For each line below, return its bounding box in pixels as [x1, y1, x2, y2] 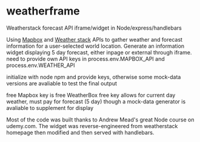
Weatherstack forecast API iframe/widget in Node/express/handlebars [6, 24, 182, 31]
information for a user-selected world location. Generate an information [6, 42, 185, 50]
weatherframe [6, 4, 80, 18]
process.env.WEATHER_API [6, 62, 75, 69]
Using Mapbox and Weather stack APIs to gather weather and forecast [6, 36, 183, 43]
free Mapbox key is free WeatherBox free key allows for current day [6, 91, 176, 98]
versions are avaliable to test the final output [6, 80, 117, 87]
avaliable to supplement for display [6, 104, 94, 111]
